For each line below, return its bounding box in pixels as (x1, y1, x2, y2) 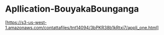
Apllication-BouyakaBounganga (5, 3, 139, 15)
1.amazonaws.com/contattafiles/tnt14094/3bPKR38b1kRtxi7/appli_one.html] (5, 24, 159, 30)
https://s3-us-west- (6, 19, 47, 25)
